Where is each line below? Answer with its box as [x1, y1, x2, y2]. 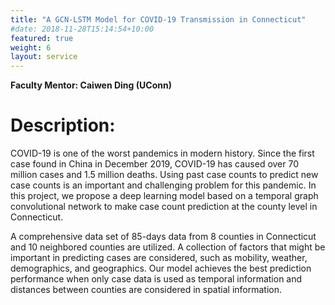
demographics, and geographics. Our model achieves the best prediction [10, 262, 312, 275]
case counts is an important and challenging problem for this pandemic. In [10, 179, 317, 191]
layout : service [10, 52, 78, 62]
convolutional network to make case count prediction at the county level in [10, 201, 318, 213]
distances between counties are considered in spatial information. [10, 284, 282, 296]
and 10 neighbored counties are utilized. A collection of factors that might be [10, 241, 326, 253]
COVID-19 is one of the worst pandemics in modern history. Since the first [10, 147, 315, 160]
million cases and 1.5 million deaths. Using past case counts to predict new [10, 169, 319, 181]
